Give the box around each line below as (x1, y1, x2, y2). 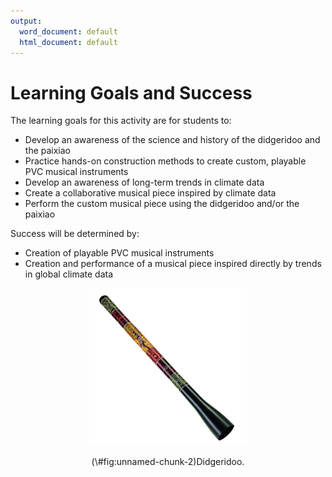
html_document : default (19, 37, 118, 47)
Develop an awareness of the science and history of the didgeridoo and (24, 134, 321, 146)
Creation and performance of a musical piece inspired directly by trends (24, 258, 322, 270)
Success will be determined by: (10, 228, 140, 240)
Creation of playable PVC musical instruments (24, 247, 215, 259)
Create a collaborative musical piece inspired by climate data (24, 187, 277, 199)
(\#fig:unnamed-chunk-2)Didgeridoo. (91, 456, 245, 468)
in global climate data (24, 268, 114, 280)
